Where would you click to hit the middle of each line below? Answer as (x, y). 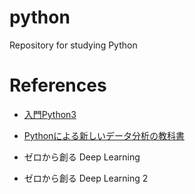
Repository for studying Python (73, 45)
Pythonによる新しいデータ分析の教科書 (104, 135)
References (58, 85)
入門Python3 (50, 114)
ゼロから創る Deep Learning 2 (86, 178)
